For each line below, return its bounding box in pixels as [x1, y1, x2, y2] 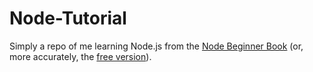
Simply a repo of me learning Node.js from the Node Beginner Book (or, [9, 40, 304, 52]
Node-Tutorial [9, 7, 127, 30]
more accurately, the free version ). [9, 50, 152, 62]
